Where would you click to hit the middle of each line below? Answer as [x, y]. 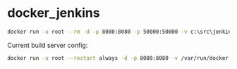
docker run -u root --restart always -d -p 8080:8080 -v [93, 58]
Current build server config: [48, 45]
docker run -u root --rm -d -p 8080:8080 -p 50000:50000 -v [98, 32]
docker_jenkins [54, 13]
